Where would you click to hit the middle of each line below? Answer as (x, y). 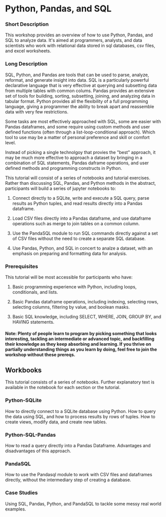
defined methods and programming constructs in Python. (64, 168)
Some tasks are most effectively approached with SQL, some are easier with (83, 121)
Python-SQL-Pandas (30, 435)
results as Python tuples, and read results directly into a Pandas (77, 203)
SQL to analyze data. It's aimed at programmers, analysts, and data (74, 40)
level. (11, 142)
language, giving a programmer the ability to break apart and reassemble (80, 106)
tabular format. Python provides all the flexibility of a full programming (77, 101)
